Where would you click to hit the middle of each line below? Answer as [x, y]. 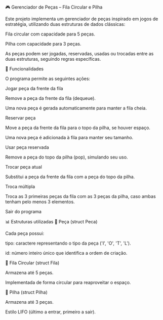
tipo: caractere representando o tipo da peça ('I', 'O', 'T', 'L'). [68, 243]
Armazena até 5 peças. [29, 273]
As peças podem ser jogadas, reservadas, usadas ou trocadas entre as [79, 54]
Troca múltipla [20, 187]
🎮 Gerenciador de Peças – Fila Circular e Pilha [54, 7]
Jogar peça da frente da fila [34, 88]
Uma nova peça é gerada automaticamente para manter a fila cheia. [76, 108]
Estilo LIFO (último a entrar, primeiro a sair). [51, 312]
